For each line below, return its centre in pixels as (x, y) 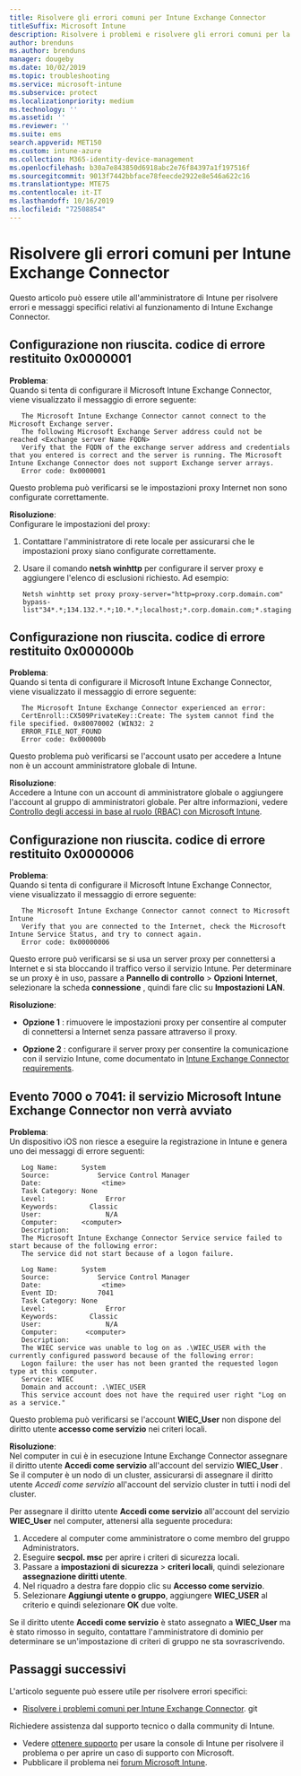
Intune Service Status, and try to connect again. (106, 935)
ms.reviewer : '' (39, 126)
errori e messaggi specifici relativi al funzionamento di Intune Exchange (141, 307)
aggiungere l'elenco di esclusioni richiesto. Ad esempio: (125, 577)
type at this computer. (54, 1371)
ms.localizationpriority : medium (72, 101)
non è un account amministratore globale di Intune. (103, 766)
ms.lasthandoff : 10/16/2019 (62, 201)
